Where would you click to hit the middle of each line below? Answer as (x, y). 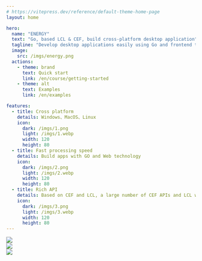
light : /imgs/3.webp (48, 212)
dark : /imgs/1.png (45, 128)
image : (20, 51)
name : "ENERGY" (31, 34)
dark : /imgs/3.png (45, 206)
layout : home (23, 17)
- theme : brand (36, 67)
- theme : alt (33, 84)
